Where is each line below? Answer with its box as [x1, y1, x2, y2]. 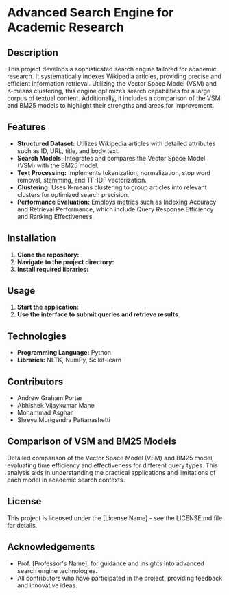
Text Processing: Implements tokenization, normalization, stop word [16, 168, 211, 176]
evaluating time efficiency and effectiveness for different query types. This [7, 461, 218, 469]
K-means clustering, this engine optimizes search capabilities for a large [7, 87, 211, 95]
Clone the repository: [16, 250, 80, 259]
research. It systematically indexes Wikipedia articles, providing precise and [7, 72, 221, 80]
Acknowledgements [7, 541, 95, 553]
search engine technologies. [16, 566, 98, 574]
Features [7, 121, 46, 133]
